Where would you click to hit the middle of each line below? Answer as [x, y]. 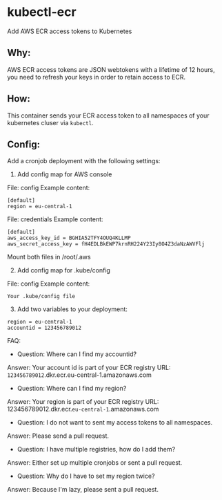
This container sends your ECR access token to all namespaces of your [108, 115]
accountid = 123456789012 [44, 328]
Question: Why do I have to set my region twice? [86, 476]
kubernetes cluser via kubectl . [51, 122]
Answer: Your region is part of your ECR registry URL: [83, 402]
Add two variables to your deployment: [72, 309]
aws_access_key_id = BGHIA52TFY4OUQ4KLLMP [69, 238]
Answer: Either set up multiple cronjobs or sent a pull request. [95, 463]
